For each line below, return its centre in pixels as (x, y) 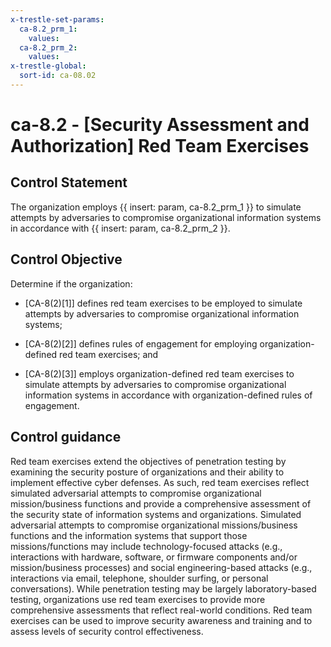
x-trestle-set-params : (57, 19)
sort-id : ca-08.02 (58, 76)
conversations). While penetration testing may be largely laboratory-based (163, 588)
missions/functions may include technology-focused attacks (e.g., (146, 546)
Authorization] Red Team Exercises (160, 146)
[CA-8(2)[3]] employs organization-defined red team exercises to (159, 373)
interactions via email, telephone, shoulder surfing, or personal (139, 578)
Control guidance (66, 437)
